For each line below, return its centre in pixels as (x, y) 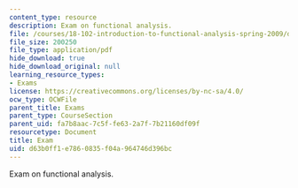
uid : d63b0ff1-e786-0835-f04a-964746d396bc (91, 148)
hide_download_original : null (65, 67)
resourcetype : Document (53, 132)
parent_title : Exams (47, 108)
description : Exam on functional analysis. (91, 26)
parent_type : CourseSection (61, 116)
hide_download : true (47, 58)
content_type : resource (53, 17)
